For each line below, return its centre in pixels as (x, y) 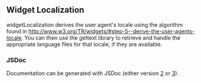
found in (17, 31)
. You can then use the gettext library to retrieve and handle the (101, 38)
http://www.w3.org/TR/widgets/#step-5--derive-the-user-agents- (111, 31)
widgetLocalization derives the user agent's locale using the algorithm (95, 24)
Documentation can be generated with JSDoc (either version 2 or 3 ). (93, 73)
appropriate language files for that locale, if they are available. (84, 44)
